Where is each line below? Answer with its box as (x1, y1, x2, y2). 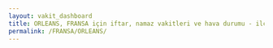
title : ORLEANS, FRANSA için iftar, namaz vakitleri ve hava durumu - (8, 20, 253, 28)
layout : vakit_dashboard (8, 11, 93, 20)
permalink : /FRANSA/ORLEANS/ (8, 27, 107, 35)
